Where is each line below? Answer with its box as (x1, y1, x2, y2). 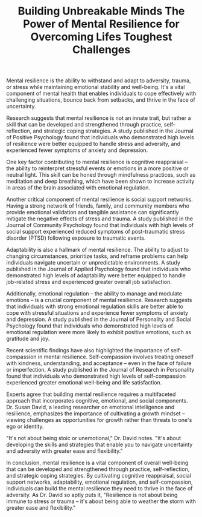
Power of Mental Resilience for (23, 17, 180, 31)
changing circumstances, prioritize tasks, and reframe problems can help (6, 252, 188, 260)
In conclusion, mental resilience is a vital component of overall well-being (6, 459, 189, 467)
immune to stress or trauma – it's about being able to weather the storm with (6, 498, 196, 505)
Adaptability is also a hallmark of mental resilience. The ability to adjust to (6, 246, 189, 254)
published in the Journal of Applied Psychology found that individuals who (6, 265, 191, 273)
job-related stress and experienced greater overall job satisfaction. (6, 278, 172, 286)
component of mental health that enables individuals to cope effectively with (6, 90, 197, 97)
